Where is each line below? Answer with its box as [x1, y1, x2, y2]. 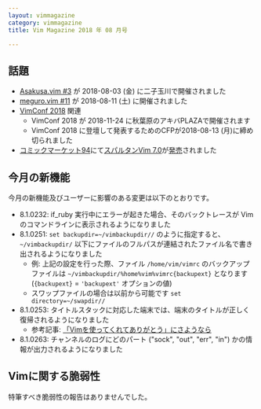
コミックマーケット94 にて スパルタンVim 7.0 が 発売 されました [19, 146, 217, 155]
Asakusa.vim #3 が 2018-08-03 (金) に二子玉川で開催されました [19, 87, 227, 96]
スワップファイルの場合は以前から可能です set [31, 289, 182, 297]
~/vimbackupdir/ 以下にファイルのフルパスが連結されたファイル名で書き [19, 239, 253, 249]
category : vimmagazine [8, 19, 82, 27]
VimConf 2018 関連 [19, 106, 82, 116]
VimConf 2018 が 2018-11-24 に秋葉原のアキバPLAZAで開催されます [31, 116, 251, 126]
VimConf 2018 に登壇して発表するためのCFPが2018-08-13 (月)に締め [31, 126, 254, 135]
